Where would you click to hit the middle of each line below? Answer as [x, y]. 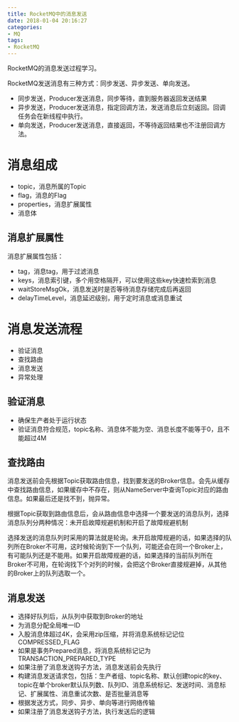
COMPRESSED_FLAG [49, 642]
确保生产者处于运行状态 [52, 420]
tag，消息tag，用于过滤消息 [58, 271]
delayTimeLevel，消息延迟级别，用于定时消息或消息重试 [100, 298]
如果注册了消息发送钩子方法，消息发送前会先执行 [89, 667]
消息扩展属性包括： [36, 256]
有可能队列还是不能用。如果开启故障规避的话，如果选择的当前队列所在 [110, 556]
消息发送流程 [45, 329]
